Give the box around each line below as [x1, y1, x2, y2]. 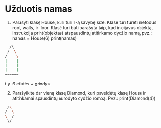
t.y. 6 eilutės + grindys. [5, 81, 51, 86]
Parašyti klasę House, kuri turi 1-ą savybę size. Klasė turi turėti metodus [12, 20, 157, 25]
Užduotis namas [5, 3, 72, 15]
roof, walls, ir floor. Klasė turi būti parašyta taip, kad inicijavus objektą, [12, 24, 153, 30]
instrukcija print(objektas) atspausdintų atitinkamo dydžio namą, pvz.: [12, 30, 152, 36]
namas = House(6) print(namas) [12, 35, 77, 41]
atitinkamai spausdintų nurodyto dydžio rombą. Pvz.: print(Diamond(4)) [12, 95, 156, 101]
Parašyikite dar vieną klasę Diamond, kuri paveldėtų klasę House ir [12, 90, 146, 96]
